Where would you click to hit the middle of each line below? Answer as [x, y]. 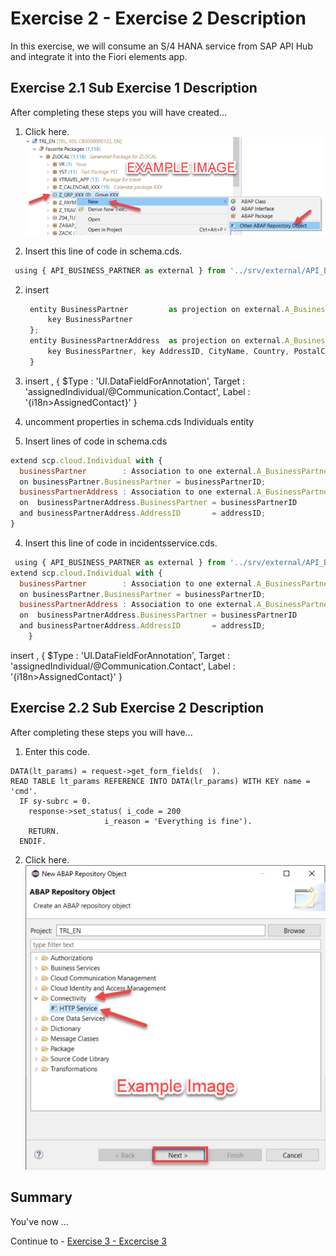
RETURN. [44, 831]
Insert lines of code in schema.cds [96, 441]
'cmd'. [24, 791]
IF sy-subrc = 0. [55, 801]
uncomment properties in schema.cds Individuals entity [139, 421]
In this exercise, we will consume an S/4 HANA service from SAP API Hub [161, 46]
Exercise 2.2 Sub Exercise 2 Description [137, 708]
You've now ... [39, 1221]
